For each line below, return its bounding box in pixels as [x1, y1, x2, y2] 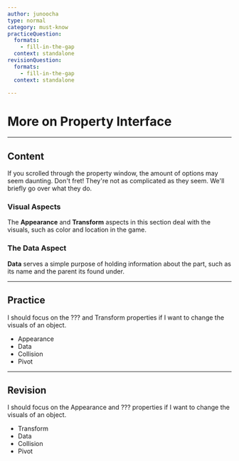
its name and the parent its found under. [7, 267, 124, 276]
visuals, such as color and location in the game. [7, 225, 147, 234]
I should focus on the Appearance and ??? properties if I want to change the [7, 403, 230, 412]
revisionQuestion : [7, 57, 62, 64]
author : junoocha [7, 10, 59, 18]
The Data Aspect [7, 243, 67, 253]
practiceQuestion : [7, 30, 62, 38]
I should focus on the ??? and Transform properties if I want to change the [7, 313, 225, 322]
